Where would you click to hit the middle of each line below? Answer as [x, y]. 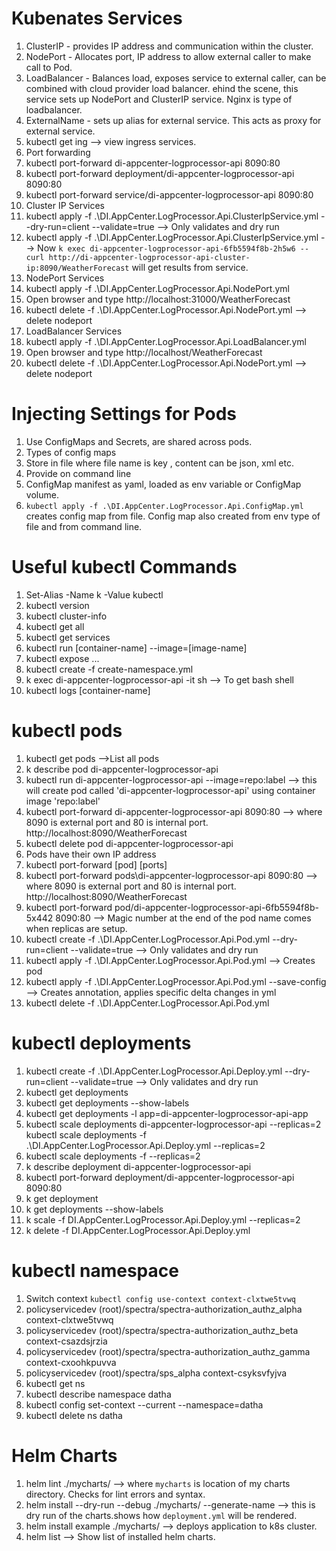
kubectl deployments [101, 1043]
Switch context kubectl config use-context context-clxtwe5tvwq [160, 1298]
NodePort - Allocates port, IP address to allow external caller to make [168, 56]
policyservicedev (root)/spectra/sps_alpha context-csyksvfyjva [156, 1373]
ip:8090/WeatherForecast [77, 268]
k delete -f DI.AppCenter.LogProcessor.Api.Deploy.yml [138, 1230]
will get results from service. [190, 267]
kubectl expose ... [62, 658]
